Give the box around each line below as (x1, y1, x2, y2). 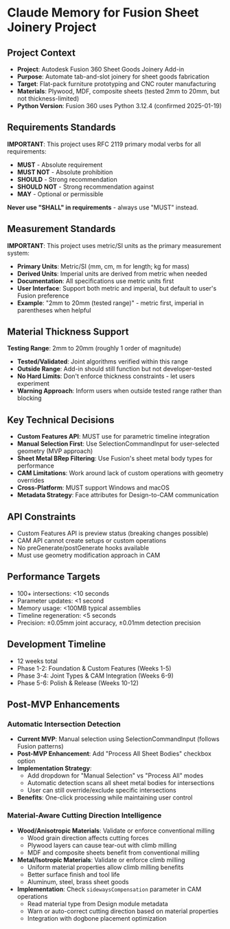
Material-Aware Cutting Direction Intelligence (7, 811, 162, 820)
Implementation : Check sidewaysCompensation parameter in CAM (16, 885, 202, 893)
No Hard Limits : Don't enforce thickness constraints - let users (16, 372, 196, 380)
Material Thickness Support (7, 326, 129, 338)
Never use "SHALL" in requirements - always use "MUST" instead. (7, 203, 199, 211)
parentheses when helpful (16, 306, 91, 314)
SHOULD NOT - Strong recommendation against (16, 182, 154, 191)
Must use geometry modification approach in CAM (16, 551, 161, 559)
